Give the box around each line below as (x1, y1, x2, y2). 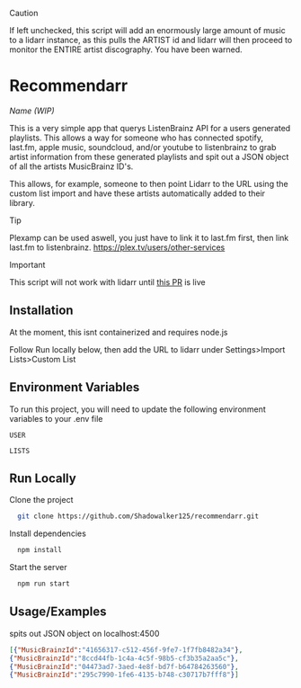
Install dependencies (9, 528, 87, 539)
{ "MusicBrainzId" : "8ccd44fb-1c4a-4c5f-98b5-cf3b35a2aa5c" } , (9, 654, 240, 663)
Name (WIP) (9, 105, 56, 116)
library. (9, 197, 36, 208)
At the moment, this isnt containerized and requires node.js (9, 326, 228, 337)
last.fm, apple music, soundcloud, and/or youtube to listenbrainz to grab (9, 141, 277, 152)
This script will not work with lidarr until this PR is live (9, 276, 206, 287)
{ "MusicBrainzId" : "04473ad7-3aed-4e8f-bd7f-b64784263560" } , (9, 662, 240, 671)
